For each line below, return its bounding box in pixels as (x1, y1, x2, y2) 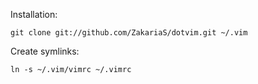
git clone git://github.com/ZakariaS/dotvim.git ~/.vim (10, 28, 248, 38)
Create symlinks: (10, 45, 80, 57)
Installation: (10, 9, 58, 20)
